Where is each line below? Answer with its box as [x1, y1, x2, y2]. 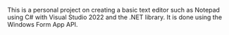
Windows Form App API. [7, 21, 78, 28]
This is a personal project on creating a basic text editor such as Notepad [7, 6, 221, 14]
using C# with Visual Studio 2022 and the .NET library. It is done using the [7, 13, 223, 21]
